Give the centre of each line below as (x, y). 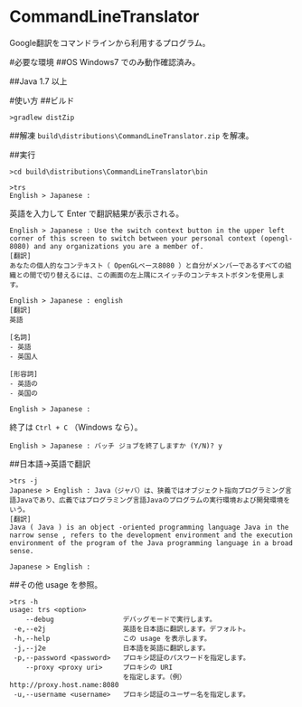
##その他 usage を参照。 (56, 584)
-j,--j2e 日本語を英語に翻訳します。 (111, 648)
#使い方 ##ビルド (42, 100)
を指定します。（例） (155, 677)
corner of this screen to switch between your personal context (133, 238)
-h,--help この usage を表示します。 (112, 638)
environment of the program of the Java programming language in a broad (151, 543)
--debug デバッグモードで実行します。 (121, 619)
